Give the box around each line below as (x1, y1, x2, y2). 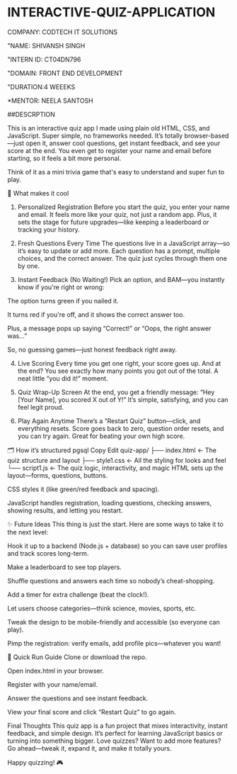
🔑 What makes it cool (7, 189, 69, 197)
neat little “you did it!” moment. (17, 374, 108, 383)
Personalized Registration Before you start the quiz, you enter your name (17, 203, 230, 211)
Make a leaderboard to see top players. (7, 563, 122, 571)
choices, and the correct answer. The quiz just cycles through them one (17, 254, 228, 262)
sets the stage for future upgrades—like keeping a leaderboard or (17, 218, 209, 226)
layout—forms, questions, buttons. (7, 471, 108, 479)
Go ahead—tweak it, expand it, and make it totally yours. (7, 744, 172, 752)
